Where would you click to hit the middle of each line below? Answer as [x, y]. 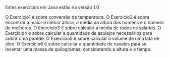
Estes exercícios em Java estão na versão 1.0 [52, 7]
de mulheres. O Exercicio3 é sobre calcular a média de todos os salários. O [83, 28]
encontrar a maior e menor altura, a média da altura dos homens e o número [84, 22]
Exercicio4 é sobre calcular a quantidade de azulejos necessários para [79, 33]
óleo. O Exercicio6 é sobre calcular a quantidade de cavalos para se [76, 44]
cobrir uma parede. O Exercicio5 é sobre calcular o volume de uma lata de [82, 38]
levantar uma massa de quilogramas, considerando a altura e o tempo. [78, 49]
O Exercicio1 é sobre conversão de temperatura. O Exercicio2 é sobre [77, 17]
